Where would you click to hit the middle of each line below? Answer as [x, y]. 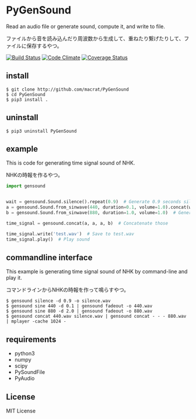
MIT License [21, 411]
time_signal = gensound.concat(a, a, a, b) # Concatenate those [87, 223]
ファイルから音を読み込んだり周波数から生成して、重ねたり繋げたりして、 [95, 38]
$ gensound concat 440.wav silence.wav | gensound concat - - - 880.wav [96, 317]
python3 [24, 353]
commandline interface [49, 257]
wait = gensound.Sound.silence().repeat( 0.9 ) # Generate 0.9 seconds [94, 202]
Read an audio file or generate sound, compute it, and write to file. [85, 26]
